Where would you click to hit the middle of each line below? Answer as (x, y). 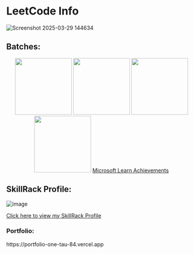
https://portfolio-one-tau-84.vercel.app (55, 244)
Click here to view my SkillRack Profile (54, 215)
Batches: (24, 47)
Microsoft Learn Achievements (131, 170)
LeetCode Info (43, 11)
